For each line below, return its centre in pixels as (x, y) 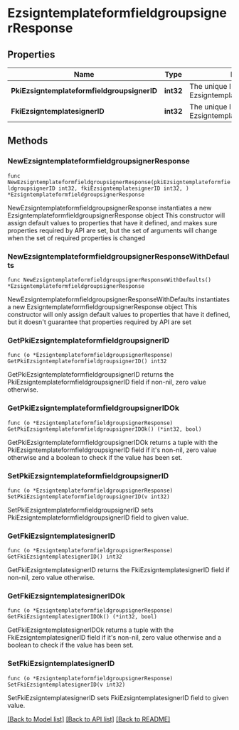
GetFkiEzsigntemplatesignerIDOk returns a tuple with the (91, 630)
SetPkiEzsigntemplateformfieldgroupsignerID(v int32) (89, 496)
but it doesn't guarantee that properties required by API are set (100, 322)
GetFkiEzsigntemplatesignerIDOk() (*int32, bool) (83, 617)
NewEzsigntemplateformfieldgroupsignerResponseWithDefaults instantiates (118, 299)
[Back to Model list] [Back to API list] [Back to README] (89, 719)
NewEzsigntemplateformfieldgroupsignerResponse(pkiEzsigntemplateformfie (119, 182)
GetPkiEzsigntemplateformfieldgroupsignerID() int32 (87, 361)
